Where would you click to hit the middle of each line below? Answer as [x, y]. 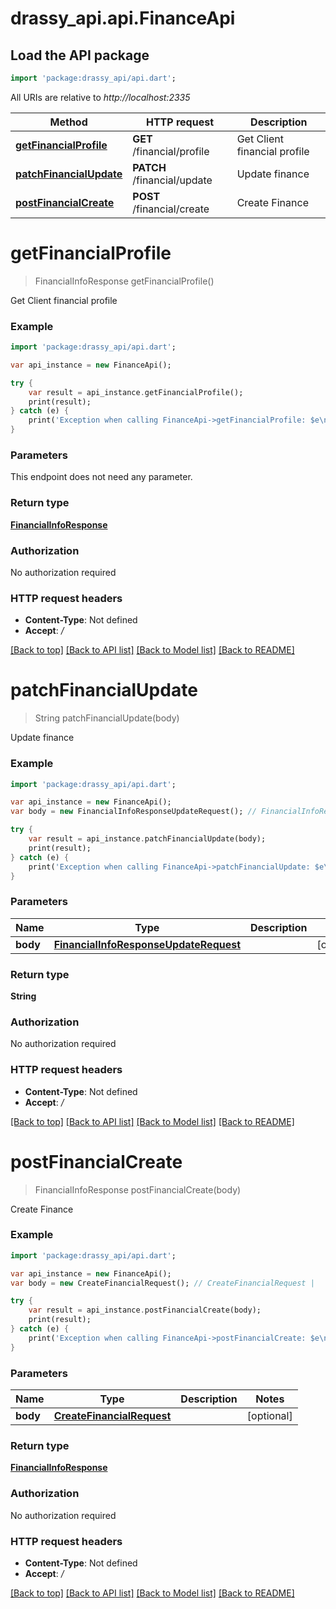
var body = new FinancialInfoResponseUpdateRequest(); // [133, 812]
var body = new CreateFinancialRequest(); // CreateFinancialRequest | [162, 1283]
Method [68, 122]
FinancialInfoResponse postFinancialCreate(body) [138, 1189]
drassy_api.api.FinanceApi [123, 18]
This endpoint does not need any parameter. [101, 477]
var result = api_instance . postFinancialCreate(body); [145, 1310]
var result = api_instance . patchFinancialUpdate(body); [147, 839]
